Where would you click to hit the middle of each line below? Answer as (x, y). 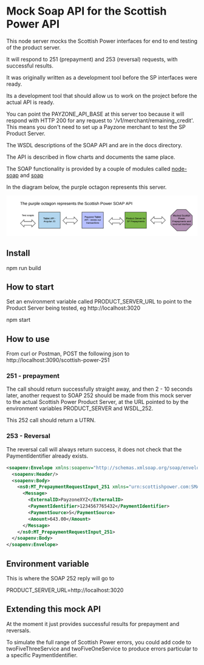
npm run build (24, 268)
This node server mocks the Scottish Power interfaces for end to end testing (102, 41)
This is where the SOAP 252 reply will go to (60, 578)
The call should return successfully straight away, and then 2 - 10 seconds (100, 389)
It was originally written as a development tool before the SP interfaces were (102, 77)
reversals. (19, 630)
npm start (19, 320)
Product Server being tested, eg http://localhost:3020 (73, 308)
